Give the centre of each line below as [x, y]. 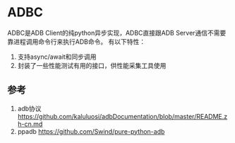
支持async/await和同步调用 [57, 57]
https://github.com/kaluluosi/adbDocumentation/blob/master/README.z [122, 116]
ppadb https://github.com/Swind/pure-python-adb [91, 131]
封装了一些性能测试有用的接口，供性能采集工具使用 [92, 65]
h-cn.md [30, 124]
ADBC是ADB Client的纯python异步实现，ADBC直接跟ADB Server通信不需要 [117, 33]
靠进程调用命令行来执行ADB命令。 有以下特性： [77, 41]
